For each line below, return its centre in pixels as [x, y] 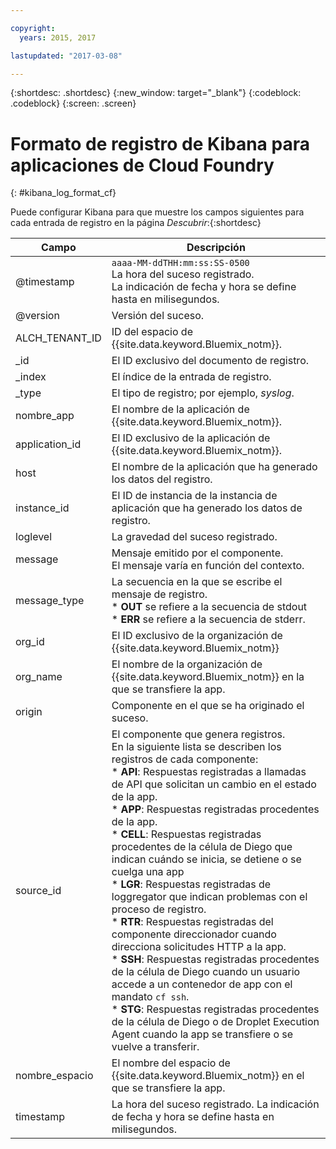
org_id [30, 642]
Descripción [216, 248]
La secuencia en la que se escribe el [197, 582]
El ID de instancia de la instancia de [194, 496]
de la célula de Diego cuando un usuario [206, 972]
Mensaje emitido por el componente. [197, 553]
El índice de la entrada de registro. [191, 377]
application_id [48, 444]
